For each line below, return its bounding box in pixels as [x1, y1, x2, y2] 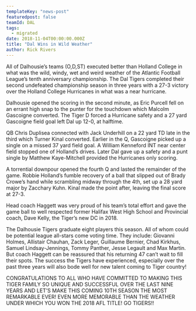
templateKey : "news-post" [6, 8, 69, 15]
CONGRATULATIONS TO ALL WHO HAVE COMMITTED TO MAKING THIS [6, 274, 183, 282]
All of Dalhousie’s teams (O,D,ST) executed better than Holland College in [6, 63, 183, 70]
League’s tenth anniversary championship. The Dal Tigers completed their [6, 75, 184, 82]
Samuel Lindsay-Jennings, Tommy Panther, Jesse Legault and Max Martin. [6, 244, 186, 251]
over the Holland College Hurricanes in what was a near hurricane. [6, 87, 167, 94]
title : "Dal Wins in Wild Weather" [6, 42, 93, 48]
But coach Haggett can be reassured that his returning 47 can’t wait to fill [6, 251, 183, 258]
